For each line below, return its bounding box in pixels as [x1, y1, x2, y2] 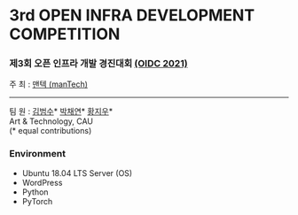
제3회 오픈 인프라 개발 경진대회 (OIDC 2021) [9, 58, 188, 70]
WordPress [21, 177, 63, 188]
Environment [9, 148, 67, 160]
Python [21, 187, 49, 197]
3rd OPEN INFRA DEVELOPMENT [9, 5, 255, 26]
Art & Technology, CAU [9, 116, 94, 127]
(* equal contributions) [9, 126, 92, 136]
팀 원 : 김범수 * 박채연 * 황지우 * [9, 106, 114, 117]
